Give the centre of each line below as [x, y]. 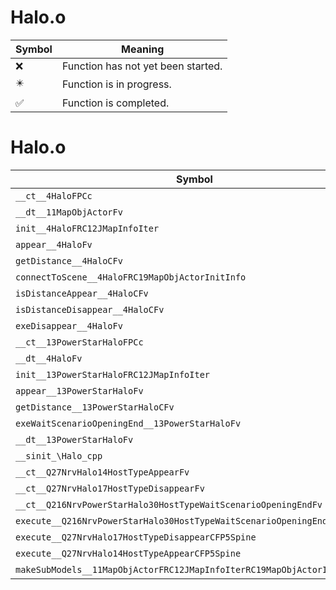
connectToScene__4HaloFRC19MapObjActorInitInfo [131, 277]
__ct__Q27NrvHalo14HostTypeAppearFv [102, 472]
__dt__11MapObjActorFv [69, 212]
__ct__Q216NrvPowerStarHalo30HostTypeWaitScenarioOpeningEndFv [169, 504]
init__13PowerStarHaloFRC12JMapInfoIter [112, 374]
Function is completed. [115, 103]
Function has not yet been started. [142, 66]
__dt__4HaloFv [49, 358]
